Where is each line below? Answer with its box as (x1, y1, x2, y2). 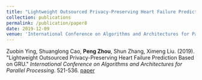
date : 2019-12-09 (6, 25, 50, 32)
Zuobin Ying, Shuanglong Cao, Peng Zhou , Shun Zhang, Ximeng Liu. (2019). (6, 48, 195, 55)
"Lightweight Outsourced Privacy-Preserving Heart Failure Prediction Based (6, 54, 194, 61)
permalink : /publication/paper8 (6, 20, 87, 26)
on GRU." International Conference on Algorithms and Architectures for (6, 61, 183, 68)
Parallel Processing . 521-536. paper (6, 67, 95, 74)
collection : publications (6, 14, 71, 20)
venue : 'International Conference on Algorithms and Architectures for (6, 31, 189, 37)
